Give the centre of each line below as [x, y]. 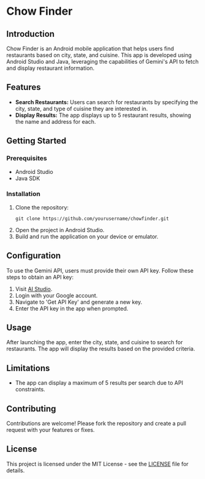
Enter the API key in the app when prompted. [72, 308]
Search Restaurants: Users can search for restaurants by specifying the [106, 102]
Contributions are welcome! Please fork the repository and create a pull [96, 423]
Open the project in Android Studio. [60, 230]
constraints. [30, 390]
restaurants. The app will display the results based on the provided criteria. [101, 349]
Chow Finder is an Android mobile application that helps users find [90, 48]
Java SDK [28, 178]
